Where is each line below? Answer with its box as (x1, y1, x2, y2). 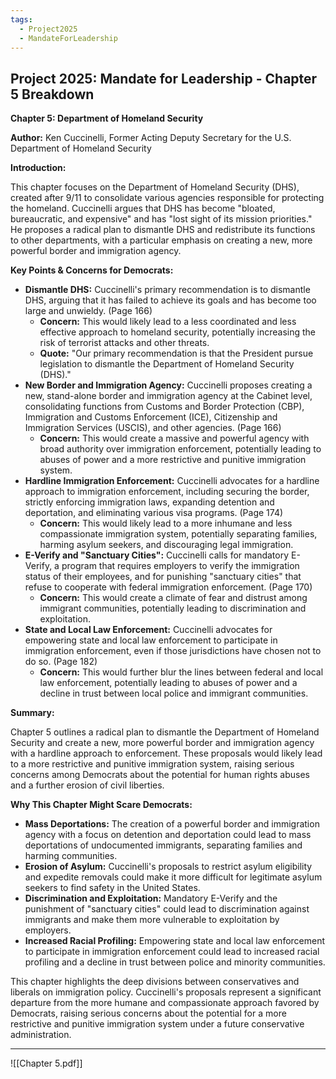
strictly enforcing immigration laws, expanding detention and (24, 496, 275, 508)
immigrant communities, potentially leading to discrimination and (39, 602, 307, 615)
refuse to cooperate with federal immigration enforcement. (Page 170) (24, 581, 313, 593)
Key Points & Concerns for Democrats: (10, 264, 174, 276)
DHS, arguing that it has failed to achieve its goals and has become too (24, 294, 317, 306)
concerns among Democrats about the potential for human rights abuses (10, 769, 310, 781)
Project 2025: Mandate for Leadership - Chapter (10, 70, 318, 87)
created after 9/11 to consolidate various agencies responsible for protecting (10, 192, 325, 204)
